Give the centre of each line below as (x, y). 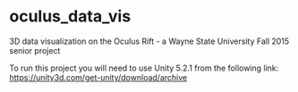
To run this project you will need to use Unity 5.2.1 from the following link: (144, 68)
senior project (35, 50)
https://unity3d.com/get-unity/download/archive (98, 77)
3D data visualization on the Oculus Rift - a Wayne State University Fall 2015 (149, 41)
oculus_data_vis (70, 17)
